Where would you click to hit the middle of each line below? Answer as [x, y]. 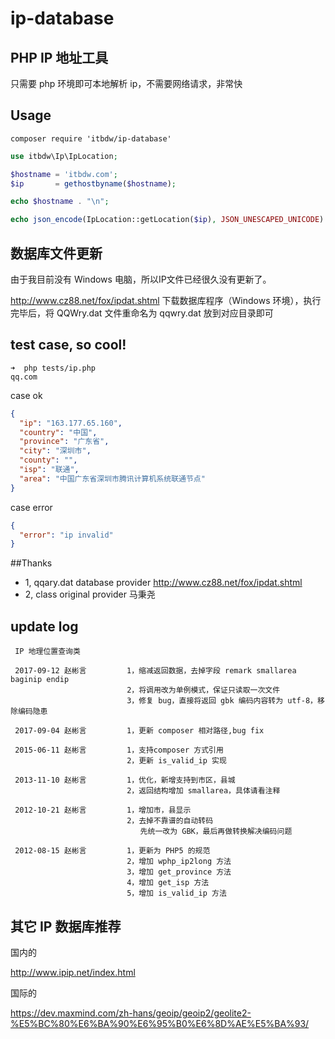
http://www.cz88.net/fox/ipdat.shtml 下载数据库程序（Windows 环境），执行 [166, 300]
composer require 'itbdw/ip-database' [91, 138]
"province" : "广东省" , [64, 442]
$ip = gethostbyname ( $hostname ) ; [93, 183]
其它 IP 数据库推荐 [66, 926]
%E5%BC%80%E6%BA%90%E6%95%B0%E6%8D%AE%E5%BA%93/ [160, 1023]
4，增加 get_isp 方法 [168, 883]
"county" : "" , [48, 460]
